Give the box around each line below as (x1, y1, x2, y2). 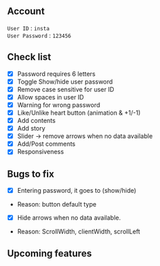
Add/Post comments (17, 140, 76, 148)
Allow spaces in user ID (17, 93, 84, 101)
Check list (7, 51, 52, 63)
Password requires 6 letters (17, 69, 96, 78)
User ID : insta (7, 23, 50, 32)
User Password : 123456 (7, 31, 71, 39)
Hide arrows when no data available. (17, 213, 121, 222)
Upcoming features (7, 247, 92, 259)
